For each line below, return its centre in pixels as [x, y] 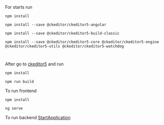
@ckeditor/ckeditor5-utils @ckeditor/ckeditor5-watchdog [65, 46]
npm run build [20, 82]
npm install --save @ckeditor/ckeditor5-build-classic [62, 33]
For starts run [19, 7]
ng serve [14, 108]
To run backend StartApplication [38, 117]
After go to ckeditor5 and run [34, 64]
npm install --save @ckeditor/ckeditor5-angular [56, 25]
